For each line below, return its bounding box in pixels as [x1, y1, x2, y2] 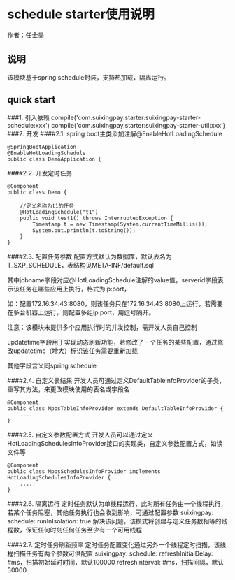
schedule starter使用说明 [7, 6, 155, 22]
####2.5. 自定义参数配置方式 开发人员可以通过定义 [7, 430, 154, 439]
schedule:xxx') [7, 121, 50, 129]
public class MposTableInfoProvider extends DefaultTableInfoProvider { [7, 405, 224, 412]
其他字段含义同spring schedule [7, 361, 97, 370]
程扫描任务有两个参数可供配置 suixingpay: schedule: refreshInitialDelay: [7, 549, 213, 558]
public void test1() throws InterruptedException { [20, 215, 173, 222]
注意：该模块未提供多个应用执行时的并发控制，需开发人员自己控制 [7, 323, 197, 331]
